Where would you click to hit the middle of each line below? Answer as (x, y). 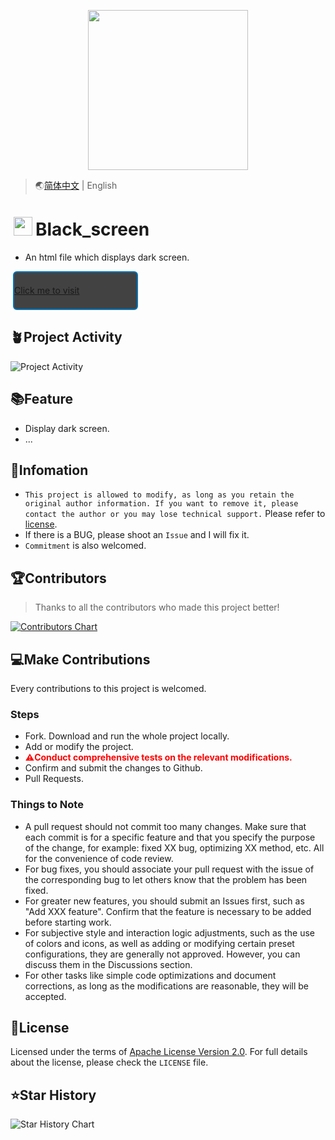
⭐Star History (53, 1095)
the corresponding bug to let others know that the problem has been (166, 879)
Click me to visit (47, 290)
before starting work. (68, 922)
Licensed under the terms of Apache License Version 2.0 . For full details (159, 1052)
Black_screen (92, 229)
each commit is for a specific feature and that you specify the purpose (170, 837)
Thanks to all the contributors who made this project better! (157, 607)
